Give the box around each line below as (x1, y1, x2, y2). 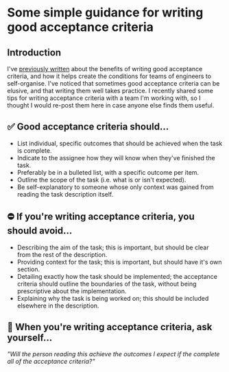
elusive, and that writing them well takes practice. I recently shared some (7, 87, 214, 95)
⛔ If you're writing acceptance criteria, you (7, 211, 195, 223)
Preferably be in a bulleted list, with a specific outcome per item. (16, 168, 200, 176)
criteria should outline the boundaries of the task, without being (16, 280, 197, 288)
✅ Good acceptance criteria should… (7, 121, 169, 133)
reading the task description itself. (16, 190, 114, 198)
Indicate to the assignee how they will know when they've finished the (16, 153, 215, 162)
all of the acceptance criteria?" (7, 358, 95, 366)
